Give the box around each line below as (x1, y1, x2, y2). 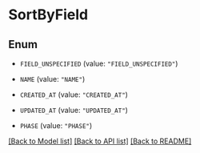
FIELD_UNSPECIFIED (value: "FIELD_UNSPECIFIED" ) (19, 58, 178, 68)
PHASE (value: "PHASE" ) (19, 121, 93, 130)
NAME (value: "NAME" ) (19, 74, 86, 83)
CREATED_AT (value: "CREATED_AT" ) (19, 90, 128, 99)
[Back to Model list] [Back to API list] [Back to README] (8, 136, 192, 146)
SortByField (8, 6, 89, 24)
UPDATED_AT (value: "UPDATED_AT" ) (19, 106, 128, 115)
